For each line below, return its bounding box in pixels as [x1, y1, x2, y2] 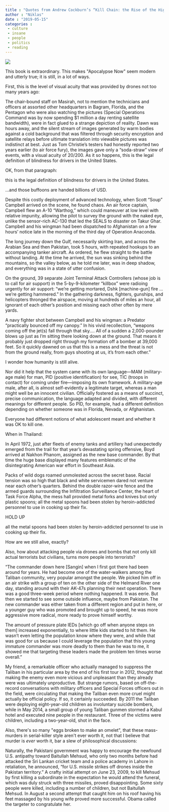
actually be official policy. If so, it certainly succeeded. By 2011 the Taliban [5, 695, 159, 702]
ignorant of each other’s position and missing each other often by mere [5, 302, 152, 308]
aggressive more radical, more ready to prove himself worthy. [5, 612, 133, 618]
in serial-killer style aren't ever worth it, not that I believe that [23, 732, 150, 738]
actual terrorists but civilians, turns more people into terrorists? [5, 554, 136, 560]
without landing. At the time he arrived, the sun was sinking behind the [5, 254, 151, 260]
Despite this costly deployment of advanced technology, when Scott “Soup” [5, 196, 162, 202]
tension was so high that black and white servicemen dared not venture [5, 477, 153, 483]
